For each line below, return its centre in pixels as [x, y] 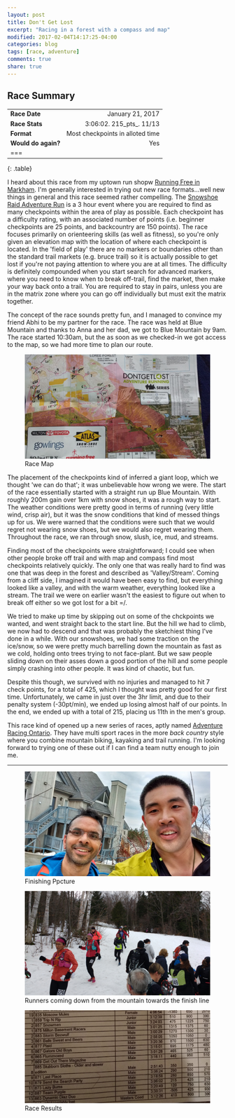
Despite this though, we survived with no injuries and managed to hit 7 [108, 682]
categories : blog [33, 45]
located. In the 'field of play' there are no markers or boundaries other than [115, 249]
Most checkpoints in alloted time [113, 133]
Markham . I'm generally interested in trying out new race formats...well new [116, 189]
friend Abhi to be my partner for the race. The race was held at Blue [105, 322]
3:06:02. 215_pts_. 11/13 [122, 123]
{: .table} [20, 168]
